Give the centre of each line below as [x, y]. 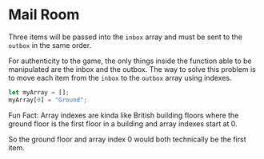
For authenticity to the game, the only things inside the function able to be [130, 61]
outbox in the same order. [50, 45]
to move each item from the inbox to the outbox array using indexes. [120, 78]
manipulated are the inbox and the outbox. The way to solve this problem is [132, 69]
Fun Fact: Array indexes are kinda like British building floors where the [124, 115]
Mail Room [44, 15]
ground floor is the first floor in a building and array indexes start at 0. [123, 123]
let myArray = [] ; [39, 92]
